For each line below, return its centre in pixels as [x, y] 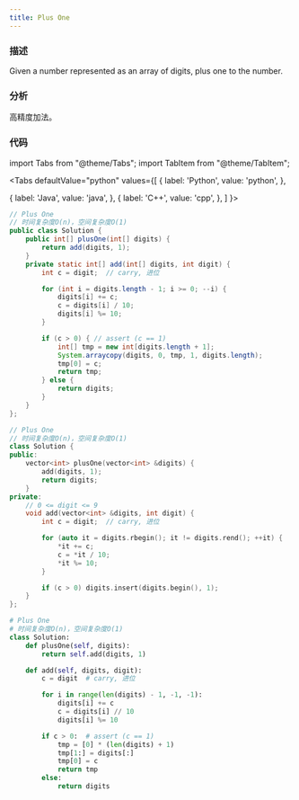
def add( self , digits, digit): [84, 671]
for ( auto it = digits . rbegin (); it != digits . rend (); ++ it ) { [163, 538]
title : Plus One [40, 18]
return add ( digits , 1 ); [86, 248]
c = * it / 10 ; [84, 555]
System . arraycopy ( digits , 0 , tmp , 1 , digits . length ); [160, 355]
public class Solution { [56, 231]
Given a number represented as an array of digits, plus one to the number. [146, 71]
